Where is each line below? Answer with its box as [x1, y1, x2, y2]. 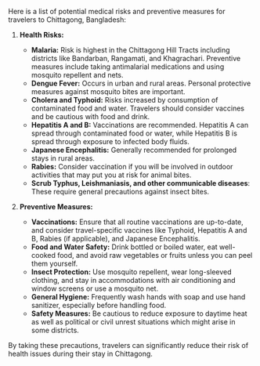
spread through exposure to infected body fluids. [31, 137, 190, 146]
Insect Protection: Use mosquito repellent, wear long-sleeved [31, 267, 233, 277]
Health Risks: [19, 31, 64, 39]
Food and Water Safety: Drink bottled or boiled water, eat [31, 242, 218, 252]
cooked [31, 251, 56, 259]
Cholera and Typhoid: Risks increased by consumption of [31, 96, 218, 104]
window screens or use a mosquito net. [31, 284, 159, 293]
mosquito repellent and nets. [31, 71, 124, 79]
